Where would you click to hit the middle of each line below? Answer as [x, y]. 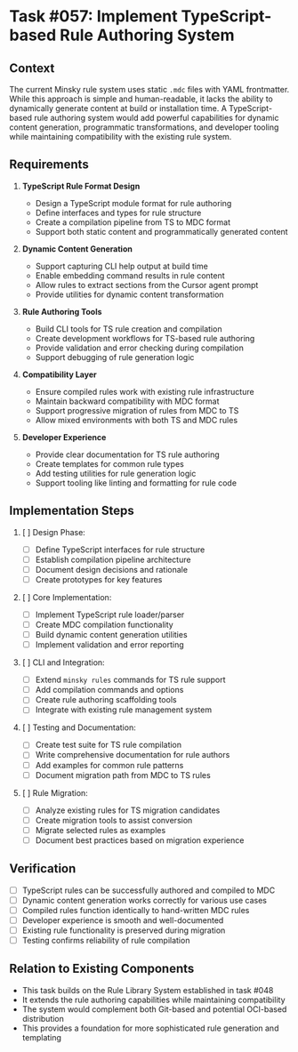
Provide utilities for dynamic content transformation [129, 294]
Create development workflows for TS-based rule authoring [145, 338]
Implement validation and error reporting [109, 645]
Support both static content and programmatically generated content [161, 231]
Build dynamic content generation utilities [112, 634]
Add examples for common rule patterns [109, 765]
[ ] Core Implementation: [67, 597]
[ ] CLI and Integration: [63, 663]
